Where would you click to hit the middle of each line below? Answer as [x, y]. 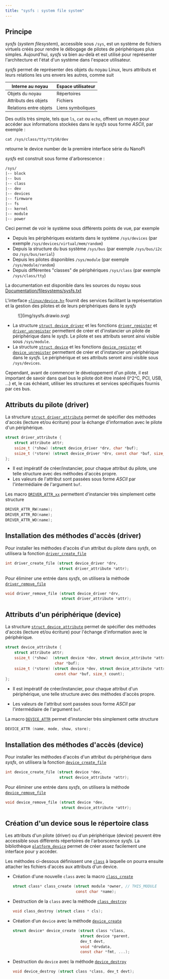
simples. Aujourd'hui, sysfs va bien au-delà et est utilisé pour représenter [81, 55]
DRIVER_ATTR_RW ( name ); [29, 510]
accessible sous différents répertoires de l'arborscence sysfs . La [72, 841]
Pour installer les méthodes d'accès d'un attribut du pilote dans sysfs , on [81, 548]
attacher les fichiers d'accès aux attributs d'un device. [62, 867]
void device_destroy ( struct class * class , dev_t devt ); [73, 971]
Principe [19, 32]
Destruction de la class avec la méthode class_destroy [69, 901]
